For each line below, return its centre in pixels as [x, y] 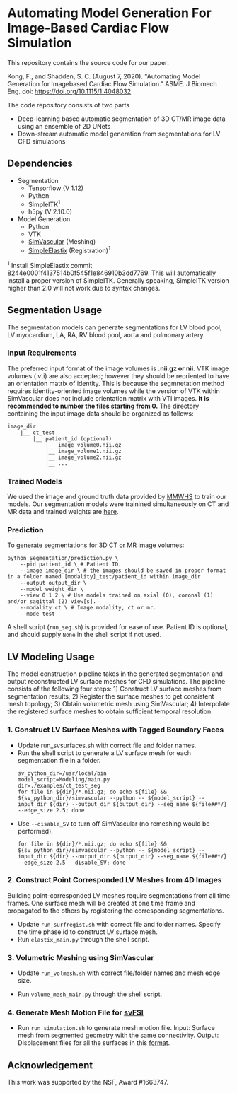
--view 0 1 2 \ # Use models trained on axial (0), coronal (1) [117, 595]
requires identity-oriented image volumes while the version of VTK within [114, 391]
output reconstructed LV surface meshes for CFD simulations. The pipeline [116, 682]
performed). [35, 831]
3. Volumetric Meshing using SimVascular [81, 957]
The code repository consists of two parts [68, 105]
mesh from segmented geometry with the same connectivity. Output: [118, 1035]
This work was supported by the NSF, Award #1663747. [88, 1082]
